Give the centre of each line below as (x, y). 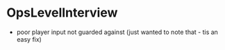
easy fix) (29, 39)
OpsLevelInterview (62, 13)
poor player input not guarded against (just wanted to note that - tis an (117, 32)
